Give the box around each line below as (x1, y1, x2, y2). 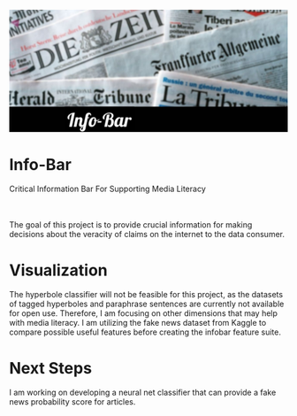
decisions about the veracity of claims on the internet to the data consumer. (9, 229, 286, 240)
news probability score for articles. (9, 397, 136, 407)
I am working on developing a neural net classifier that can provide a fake (9, 387, 277, 398)
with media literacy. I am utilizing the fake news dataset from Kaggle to (9, 318, 267, 328)
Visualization (9, 260, 108, 280)
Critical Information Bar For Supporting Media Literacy (9, 183, 206, 195)
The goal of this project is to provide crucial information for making (9, 220, 253, 230)
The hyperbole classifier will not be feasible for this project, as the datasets (9, 289, 284, 300)
